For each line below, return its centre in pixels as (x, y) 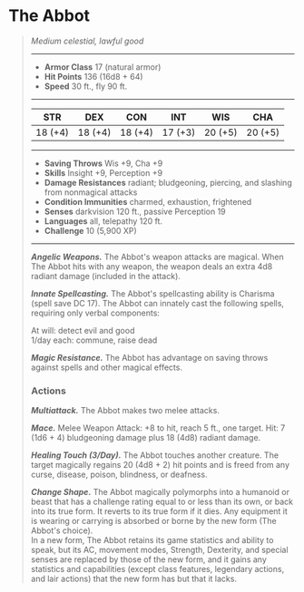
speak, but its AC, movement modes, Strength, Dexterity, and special (159, 550)
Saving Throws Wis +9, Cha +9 (103, 163)
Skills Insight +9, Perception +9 (103, 172)
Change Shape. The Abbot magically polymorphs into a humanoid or (160, 492)
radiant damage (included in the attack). (105, 276)
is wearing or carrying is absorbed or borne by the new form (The (154, 521)
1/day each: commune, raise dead (94, 340)
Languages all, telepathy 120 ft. (103, 221)
